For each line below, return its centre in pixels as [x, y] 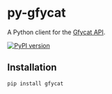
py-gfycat [37, 13]
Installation [32, 68]
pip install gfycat [35, 84]
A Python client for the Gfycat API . [56, 32]
